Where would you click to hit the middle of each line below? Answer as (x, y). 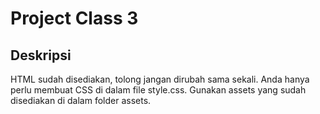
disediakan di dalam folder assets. (81, 100)
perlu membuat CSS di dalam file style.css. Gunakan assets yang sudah (158, 90)
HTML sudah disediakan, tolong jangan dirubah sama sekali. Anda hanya (160, 79)
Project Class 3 (74, 18)
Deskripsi (41, 55)
